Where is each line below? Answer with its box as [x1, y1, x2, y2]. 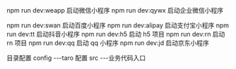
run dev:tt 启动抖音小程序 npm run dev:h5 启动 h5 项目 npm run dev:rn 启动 [6, 30, 225, 38]
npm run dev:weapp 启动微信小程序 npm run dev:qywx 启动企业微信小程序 [6, 6, 224, 14]
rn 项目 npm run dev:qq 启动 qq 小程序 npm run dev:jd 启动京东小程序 [6, 39, 209, 47]
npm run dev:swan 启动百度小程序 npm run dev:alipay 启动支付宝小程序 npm [6, 21, 230, 30]
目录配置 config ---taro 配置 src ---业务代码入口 [6, 54, 146, 62]
